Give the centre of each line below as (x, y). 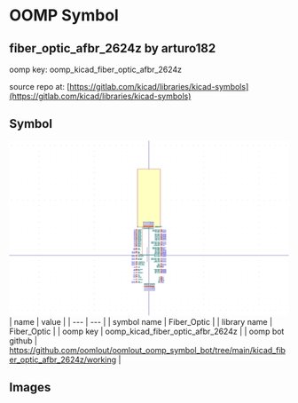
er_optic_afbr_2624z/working (63, 360)
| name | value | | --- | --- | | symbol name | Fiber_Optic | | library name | (141, 321)
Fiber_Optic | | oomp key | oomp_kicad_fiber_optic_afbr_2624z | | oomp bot (147, 331)
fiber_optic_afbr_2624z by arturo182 (113, 48)
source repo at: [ (39, 87)
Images (30, 387)
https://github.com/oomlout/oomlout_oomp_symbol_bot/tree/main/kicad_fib (148, 350)
